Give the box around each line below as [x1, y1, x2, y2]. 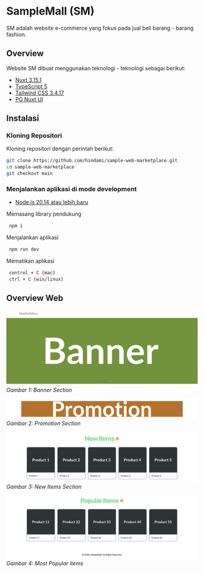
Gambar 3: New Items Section [6, 483, 82, 490]
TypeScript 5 [15, 83, 47, 90]
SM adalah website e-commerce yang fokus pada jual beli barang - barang [6, 24, 194, 32]
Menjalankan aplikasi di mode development [6, 185, 137, 193]
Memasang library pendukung [6, 211, 82, 218]
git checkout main [6, 171, 53, 177]
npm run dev [8, 246, 39, 253]
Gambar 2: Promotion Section [6, 419, 81, 427]
